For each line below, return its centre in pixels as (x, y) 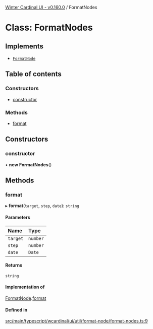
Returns (14, 265)
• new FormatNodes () (29, 164)
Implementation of (25, 287)
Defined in (16, 310)
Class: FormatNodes (49, 28)
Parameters (18, 217)
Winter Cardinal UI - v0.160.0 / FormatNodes (51, 7)
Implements (24, 46)
